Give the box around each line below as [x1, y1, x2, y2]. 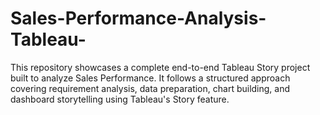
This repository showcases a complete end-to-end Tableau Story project [10, 61, 311, 73]
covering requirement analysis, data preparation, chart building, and [10, 82, 291, 94]
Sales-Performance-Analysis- [10, 7, 267, 30]
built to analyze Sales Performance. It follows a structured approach [10, 72, 291, 84]
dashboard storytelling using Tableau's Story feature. [10, 93, 230, 105]
